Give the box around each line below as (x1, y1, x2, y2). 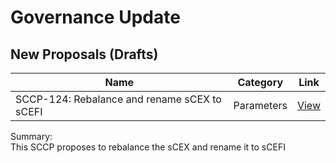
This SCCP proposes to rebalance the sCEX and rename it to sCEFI (10, 141, 286, 153)
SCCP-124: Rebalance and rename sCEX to (15, 92, 222, 106)
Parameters (233, 99, 288, 112)
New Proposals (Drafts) (10, 46, 159, 63)
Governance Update (10, 6, 181, 29)
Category (237, 76, 284, 89)
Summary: (10, 131, 53, 142)
